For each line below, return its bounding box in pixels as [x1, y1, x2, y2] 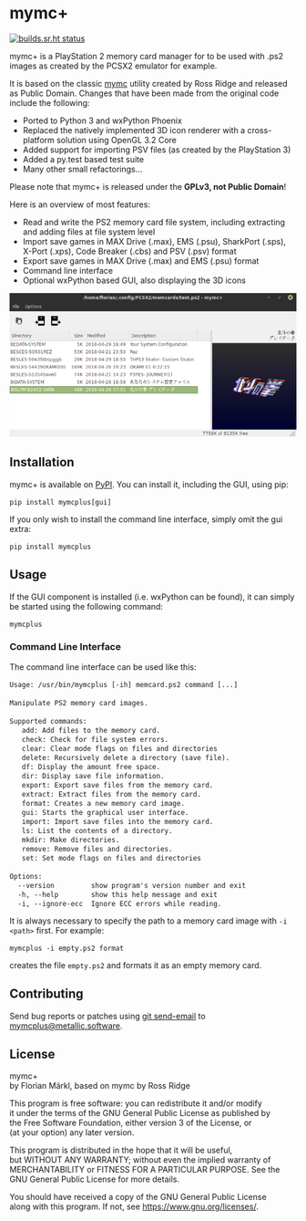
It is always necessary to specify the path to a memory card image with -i [9, 915, 288, 926]
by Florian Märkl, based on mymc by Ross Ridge [9, 1080, 191, 1091]
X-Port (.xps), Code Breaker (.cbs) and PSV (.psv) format [22, 245, 237, 256]
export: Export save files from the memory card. [21, 780, 214, 789]
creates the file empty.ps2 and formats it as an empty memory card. [9, 959, 262, 970]
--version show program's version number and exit [17, 881, 247, 890]
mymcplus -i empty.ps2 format [9, 944, 125, 953]
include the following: [9, 97, 90, 108]
